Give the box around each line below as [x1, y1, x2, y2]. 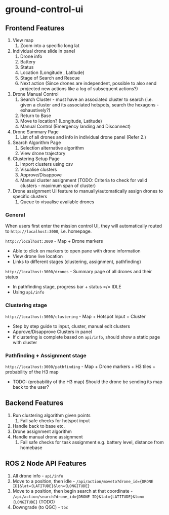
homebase [20, 445, 43, 451]
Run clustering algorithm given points [12, 412, 91, 418]
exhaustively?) [20, 107, 51, 113]
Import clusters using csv [20, 161, 73, 167]
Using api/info [12, 289, 45, 295]
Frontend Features [5, 24, 65, 32]
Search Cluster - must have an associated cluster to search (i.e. [20, 96, 153, 102]
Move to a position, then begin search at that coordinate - [12, 488, 133, 494]
